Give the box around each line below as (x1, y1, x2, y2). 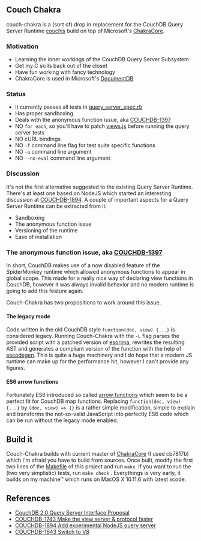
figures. (6, 364, 26, 372)
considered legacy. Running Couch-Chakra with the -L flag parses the (6, 333, 180, 340)
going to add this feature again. (6, 288, 84, 294)
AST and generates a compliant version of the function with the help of (6, 345, 182, 352)
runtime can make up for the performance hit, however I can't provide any (6, 358, 189, 365)
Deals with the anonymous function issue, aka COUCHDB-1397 (14, 116, 171, 124)
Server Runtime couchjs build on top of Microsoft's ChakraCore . (6, 27, 165, 34)
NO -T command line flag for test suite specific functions (14, 142, 156, 149)
